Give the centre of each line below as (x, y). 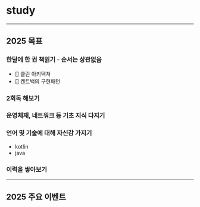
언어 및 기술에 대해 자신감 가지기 (49, 133)
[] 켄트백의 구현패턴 (37, 81)
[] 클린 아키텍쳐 (33, 74)
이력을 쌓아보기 (27, 169)
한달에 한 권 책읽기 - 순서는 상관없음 (54, 60)
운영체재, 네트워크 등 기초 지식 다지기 (56, 116)
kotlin (21, 146)
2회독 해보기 (23, 98)
